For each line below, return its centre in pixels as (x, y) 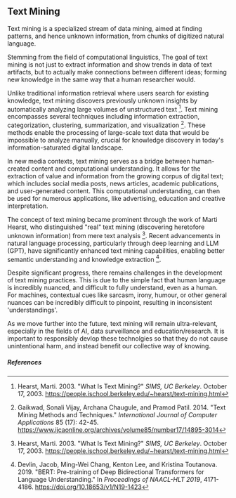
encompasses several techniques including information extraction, (104, 117)
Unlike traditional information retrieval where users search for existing (108, 93)
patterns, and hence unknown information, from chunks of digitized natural (116, 36)
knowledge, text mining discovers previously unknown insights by (103, 100)
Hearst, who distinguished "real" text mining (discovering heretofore (106, 227)
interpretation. (28, 206)
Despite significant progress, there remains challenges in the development (115, 273)
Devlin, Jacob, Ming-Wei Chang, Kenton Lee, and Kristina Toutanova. (117, 465)
